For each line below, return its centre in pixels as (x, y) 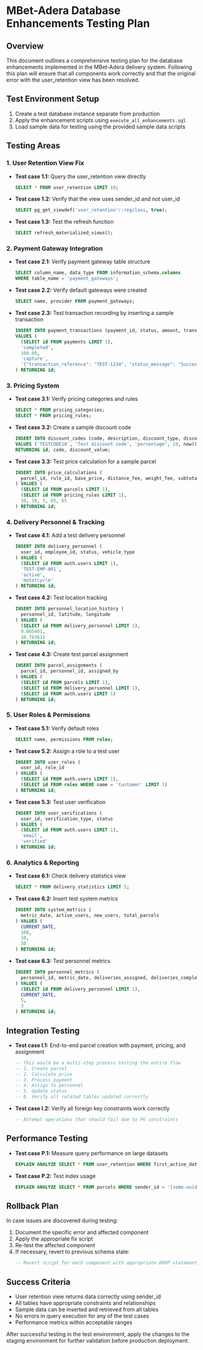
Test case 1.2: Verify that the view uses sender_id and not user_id (97, 199)
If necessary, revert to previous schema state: (72, 1252)
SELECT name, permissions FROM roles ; (64, 739)
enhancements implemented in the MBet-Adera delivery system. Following (99, 67)
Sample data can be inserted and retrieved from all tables (87, 1309)
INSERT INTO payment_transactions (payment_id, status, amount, (98, 331)
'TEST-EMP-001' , (41, 569)
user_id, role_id (43, 768)
